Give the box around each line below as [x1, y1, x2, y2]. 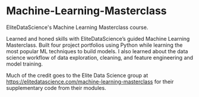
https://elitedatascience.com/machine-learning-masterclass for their [6, 78, 174, 85]
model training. [6, 60, 43, 67]
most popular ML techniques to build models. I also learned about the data [6, 47, 188, 54]
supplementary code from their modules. [6, 84, 106, 91]
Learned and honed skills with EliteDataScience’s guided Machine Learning [6, 35, 190, 42]
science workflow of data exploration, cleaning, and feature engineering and [6, 54, 194, 61]
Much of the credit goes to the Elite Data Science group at [6, 72, 149, 79]
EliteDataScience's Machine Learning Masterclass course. [6, 24, 149, 31]
